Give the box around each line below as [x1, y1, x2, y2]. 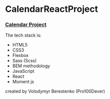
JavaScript [12, 68, 35, 74]
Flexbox [12, 52, 29, 58]
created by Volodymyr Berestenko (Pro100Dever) [5, 88, 106, 95]
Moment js [12, 79, 34, 85]
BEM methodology [12, 63, 51, 69]
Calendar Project [5, 21, 47, 28]
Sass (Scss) [12, 58, 37, 64]
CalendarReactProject [5, 3, 98, 15]
